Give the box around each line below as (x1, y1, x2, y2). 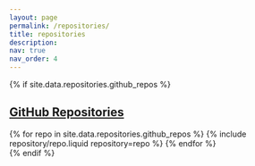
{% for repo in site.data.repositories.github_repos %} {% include (9, 129, 247, 139)
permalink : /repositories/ (9, 21, 110, 30)
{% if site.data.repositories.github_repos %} (9, 79, 172, 89)
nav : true (9, 46, 47, 55)
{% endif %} (9, 147, 55, 158)
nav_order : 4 (9, 54, 58, 63)
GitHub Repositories (9, 104, 124, 120)
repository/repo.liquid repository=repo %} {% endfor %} (9, 137, 217, 148)
